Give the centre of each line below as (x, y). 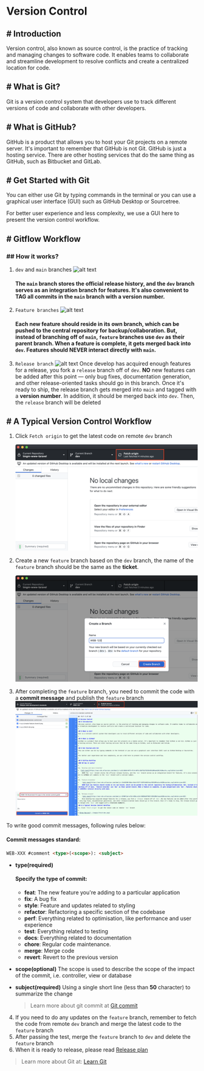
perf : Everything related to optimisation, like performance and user (108, 918)
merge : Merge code (49, 950)
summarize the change (44, 994)
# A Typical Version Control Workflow (79, 421)
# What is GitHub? (41, 127)
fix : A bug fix (40, 899)
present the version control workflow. (53, 220)
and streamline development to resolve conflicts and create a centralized (97, 61)
